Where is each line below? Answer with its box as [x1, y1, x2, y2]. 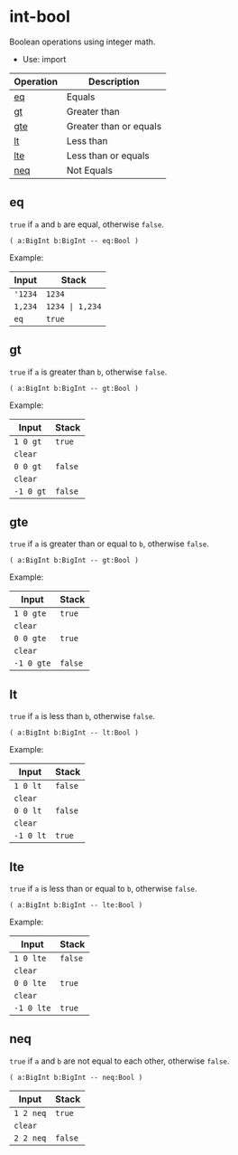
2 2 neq [14, 1132, 47, 1143]
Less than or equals [66, 149, 151, 162]
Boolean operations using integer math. [9, 36, 156, 47]
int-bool [9, 6, 70, 27]
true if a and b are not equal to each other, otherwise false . [9, 1056, 230, 1066]
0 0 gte [14, 633, 47, 644]
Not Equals [66, 164, 113, 176]
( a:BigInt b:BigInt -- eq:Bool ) [9, 236, 140, 245]
